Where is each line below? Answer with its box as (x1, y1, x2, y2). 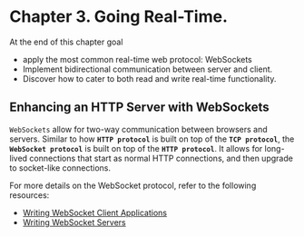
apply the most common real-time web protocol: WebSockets (22, 54, 252, 64)
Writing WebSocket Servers (22, 216, 126, 228)
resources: (9, 189, 50, 201)
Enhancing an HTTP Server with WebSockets (9, 100, 270, 115)
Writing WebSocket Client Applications (22, 207, 168, 218)
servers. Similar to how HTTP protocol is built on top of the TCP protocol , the (9, 133, 295, 144)
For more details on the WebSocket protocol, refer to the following (9, 180, 257, 191)
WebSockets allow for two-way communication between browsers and (9, 123, 268, 134)
